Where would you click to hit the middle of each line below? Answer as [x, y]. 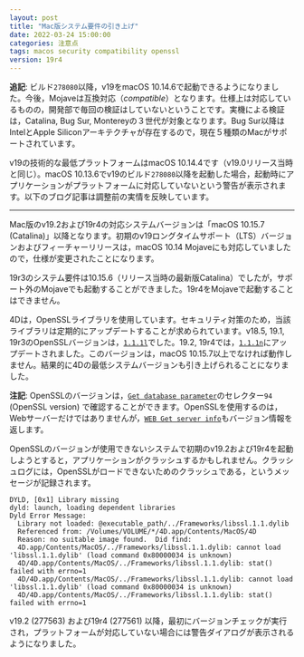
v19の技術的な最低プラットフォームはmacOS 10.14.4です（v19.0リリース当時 [152, 163]
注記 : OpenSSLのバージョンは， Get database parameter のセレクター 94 [141, 396]
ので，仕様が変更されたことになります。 [85, 258]
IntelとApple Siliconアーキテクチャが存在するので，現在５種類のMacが [141, 132]
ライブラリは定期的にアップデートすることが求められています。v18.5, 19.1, [147, 331]
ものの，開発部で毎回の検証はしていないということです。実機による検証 [151, 109]
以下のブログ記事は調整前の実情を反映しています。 [119, 197]
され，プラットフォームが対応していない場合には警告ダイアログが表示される [152, 632]
